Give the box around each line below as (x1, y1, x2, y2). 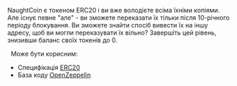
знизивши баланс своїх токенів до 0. (7, 36, 118, 44)
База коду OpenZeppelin (17, 70, 91, 79)
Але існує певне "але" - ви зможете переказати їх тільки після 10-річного (7, 13, 230, 22)
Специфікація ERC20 (17, 63, 80, 71)
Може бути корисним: (10, 49, 78, 58)
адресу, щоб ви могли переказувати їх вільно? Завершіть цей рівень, (7, 28, 217, 37)
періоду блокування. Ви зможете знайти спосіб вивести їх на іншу (7, 21, 209, 29)
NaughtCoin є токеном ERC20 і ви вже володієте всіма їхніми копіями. (7, 6, 220, 14)
